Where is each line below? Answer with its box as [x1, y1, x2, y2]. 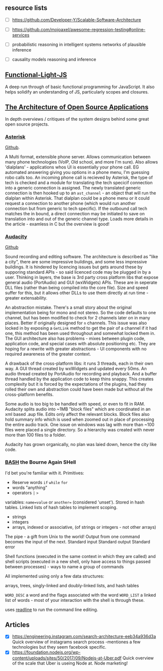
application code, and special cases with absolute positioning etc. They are [5, 341, 156, 347]
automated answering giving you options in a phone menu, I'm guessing [5, 169, 150, 175]
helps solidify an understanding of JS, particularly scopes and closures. [5, 89, 149, 94]
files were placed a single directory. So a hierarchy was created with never [5, 427, 155, 433]
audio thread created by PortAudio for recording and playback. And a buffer [5, 371, 157, 377]
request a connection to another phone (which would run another [5, 200, 136, 206]
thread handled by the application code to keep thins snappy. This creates [5, 376, 154, 382]
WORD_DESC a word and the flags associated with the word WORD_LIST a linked [5, 592, 156, 598]
